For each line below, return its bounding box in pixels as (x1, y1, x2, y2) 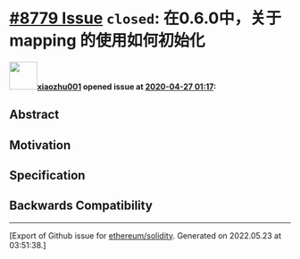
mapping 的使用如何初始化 (9, 30, 205, 51)
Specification (9, 167, 86, 183)
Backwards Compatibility (9, 198, 154, 213)
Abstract (9, 107, 60, 122)
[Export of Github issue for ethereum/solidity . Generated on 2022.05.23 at (9, 230, 282, 241)
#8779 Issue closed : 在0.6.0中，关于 (9, 8, 282, 29)
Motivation (9, 138, 71, 153)
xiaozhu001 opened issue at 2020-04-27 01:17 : (37, 81, 217, 92)
